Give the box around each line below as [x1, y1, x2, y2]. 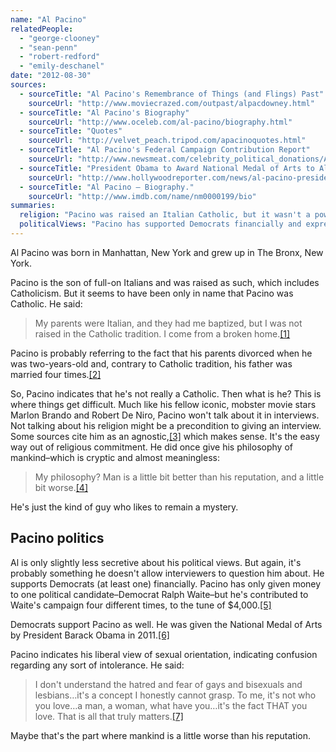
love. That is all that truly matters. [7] [34, 710, 184, 722]
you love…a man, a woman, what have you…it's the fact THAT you [34, 699, 308, 711]
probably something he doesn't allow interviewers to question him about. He [10, 567, 325, 579]
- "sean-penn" [19, 42, 78, 53]
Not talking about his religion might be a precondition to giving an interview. [10, 419, 322, 431]
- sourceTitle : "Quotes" [19, 126, 123, 136]
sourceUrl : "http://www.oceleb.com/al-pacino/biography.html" [28, 117, 293, 127]
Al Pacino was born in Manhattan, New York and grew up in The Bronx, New [10, 246, 324, 258]
